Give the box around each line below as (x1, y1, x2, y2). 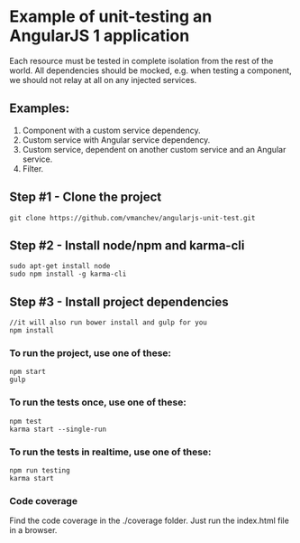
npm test (9, 417, 42, 426)
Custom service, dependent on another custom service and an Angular (22, 144, 286, 154)
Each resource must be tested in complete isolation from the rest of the (9, 55, 274, 66)
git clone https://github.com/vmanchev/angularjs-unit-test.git (9, 213, 256, 222)
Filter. (22, 163, 44, 173)
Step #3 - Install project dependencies (9, 294, 230, 309)
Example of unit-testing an (9, 6, 213, 27)
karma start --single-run (9, 425, 106, 434)
